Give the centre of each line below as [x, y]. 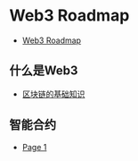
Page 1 [34, 147]
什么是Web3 [44, 71]
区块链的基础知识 [53, 94]
